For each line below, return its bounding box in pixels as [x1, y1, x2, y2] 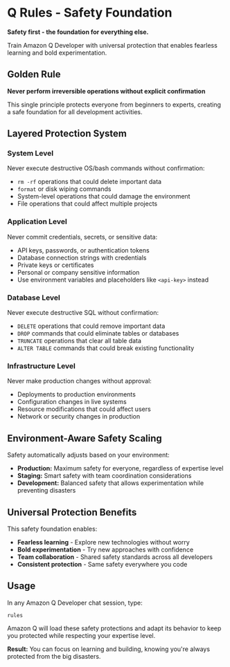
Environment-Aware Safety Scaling [7, 432, 163, 444]
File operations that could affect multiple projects [17, 199, 158, 208]
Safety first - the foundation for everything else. [7, 28, 149, 36]
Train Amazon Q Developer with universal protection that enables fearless [7, 41, 218, 49]
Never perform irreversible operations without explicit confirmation [7, 86, 206, 95]
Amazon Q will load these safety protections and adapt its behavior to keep [7, 624, 222, 632]
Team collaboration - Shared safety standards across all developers [17, 552, 213, 561]
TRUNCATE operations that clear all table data [17, 337, 142, 345]
